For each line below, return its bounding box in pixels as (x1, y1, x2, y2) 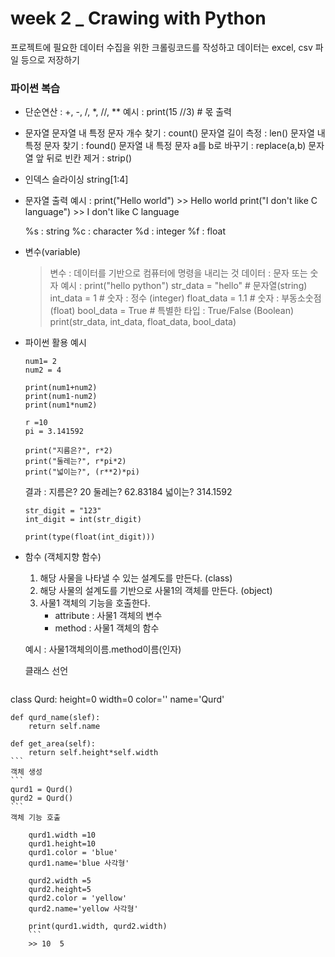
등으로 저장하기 (20, 53, 80, 66)
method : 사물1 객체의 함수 (54, 622, 160, 634)
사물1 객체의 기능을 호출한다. (39, 597, 151, 609)
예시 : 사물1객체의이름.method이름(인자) (24, 643, 182, 656)
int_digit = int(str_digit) (24, 515, 142, 525)
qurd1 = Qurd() (10, 785, 74, 795)
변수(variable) (24, 246, 82, 258)
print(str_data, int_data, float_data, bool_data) (49, 316, 237, 328)
